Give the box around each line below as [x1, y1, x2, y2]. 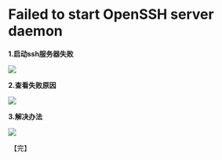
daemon [8, 22, 63, 40]
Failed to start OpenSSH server [8, 5, 214, 24]
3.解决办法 [8, 111, 43, 121]
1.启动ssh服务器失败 [8, 49, 75, 58]
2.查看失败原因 [8, 80, 56, 89]
